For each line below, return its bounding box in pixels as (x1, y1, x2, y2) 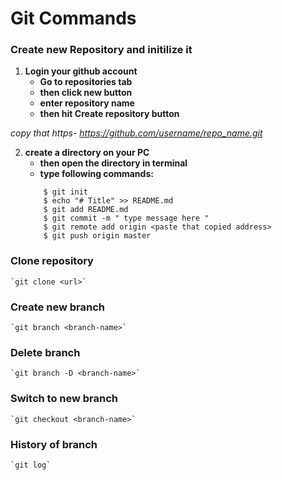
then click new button (39, 87, 133, 99)
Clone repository (10, 254, 94, 268)
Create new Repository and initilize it (10, 43, 193, 57)
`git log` (10, 460, 52, 470)
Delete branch (10, 346, 81, 359)
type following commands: (39, 168, 154, 180)
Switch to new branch (10, 392, 119, 406)
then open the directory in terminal (39, 157, 188, 169)
